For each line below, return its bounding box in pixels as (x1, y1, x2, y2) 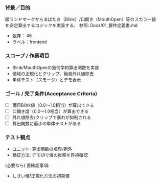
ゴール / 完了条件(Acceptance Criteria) (5, 90, 97, 97)
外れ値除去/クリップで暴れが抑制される (12, 114, 92, 120)
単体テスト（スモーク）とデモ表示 (12, 77, 81, 83)
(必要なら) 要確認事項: (5, 162, 50, 168)
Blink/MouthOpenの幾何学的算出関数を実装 (12, 65, 99, 70)
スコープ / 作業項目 (5, 52, 49, 59)
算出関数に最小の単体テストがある (12, 121, 81, 127)
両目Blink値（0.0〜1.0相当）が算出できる (12, 102, 94, 108)
